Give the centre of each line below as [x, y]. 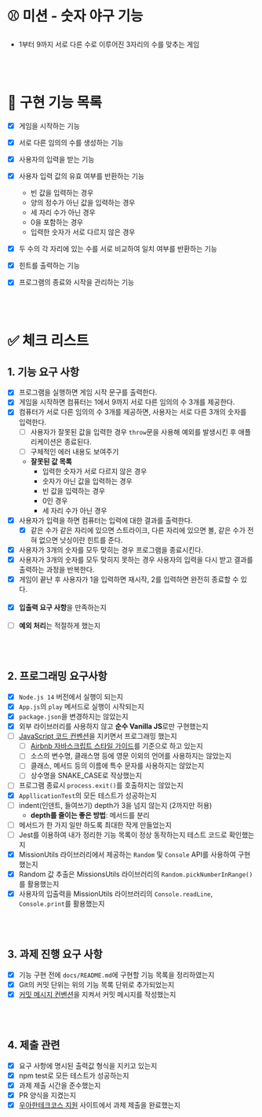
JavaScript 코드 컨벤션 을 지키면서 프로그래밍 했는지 [98, 737]
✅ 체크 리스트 [48, 341]
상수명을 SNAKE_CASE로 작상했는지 [86, 776]
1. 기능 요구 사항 [44, 371]
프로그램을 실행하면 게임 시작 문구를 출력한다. [88, 392]
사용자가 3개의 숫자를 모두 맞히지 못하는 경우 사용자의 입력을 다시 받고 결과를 [136, 560]
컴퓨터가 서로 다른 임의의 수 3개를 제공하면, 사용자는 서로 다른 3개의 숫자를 [133, 412]
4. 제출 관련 [34, 1045]
